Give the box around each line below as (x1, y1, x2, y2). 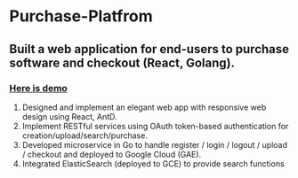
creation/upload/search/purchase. (21, 130, 149, 141)
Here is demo (9, 81, 68, 94)
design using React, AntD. (21, 111, 117, 121)
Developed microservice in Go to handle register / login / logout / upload (21, 139, 287, 150)
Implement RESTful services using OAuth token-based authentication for (21, 120, 289, 131)
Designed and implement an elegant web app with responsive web (21, 102, 267, 112)
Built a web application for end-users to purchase (9, 42, 290, 57)
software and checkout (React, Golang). (9, 55, 236, 70)
